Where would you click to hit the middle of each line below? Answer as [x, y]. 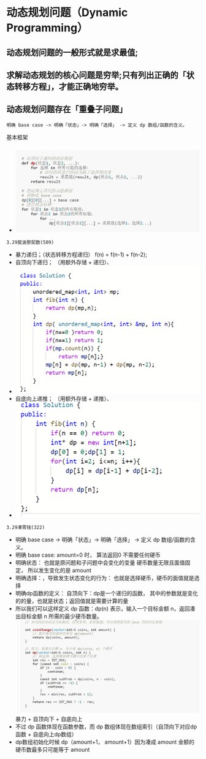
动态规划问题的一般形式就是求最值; [72, 52]
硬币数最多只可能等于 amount [52, 749]
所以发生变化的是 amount [59, 570]
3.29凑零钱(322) [26, 527]
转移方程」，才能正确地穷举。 [69, 86]
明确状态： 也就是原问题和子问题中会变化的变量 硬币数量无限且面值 [100, 562]
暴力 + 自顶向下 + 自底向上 [49, 719]
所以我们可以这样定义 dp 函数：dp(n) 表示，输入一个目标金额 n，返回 [102, 608]
